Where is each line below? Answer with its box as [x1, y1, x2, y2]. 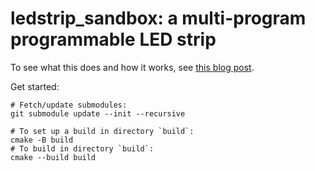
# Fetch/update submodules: [10, 100, 128, 110]
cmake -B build [10, 135, 74, 145]
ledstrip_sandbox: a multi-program [10, 7, 307, 30]
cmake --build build [10, 152, 97, 162]
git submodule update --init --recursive [10, 108, 186, 119]
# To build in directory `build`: [10, 143, 155, 154]
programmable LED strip [10, 28, 217, 51]
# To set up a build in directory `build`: [10, 126, 195, 136]
